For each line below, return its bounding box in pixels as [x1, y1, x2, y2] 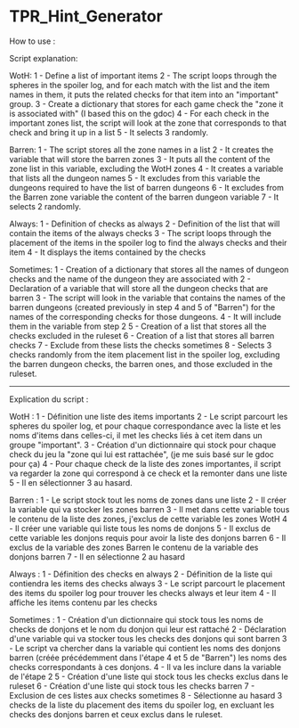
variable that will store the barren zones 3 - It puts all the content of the [9, 153, 271, 164]
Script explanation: [9, 53, 78, 63]
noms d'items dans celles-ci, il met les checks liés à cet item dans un [9, 429, 263, 440]
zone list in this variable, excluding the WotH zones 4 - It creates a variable [9, 163, 284, 174]
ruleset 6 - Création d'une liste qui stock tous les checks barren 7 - [9, 680, 255, 691]
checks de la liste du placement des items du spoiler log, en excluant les [9, 699, 275, 710]
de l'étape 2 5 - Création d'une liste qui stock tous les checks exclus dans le [9, 671, 289, 682]
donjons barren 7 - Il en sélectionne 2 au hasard [9, 551, 185, 562]
